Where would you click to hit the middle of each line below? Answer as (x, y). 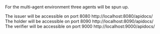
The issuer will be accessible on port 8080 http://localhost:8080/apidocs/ (79, 16)
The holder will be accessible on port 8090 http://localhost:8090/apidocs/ (79, 21)
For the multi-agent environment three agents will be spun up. (67, 7)
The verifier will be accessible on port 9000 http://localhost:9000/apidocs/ (80, 26)
